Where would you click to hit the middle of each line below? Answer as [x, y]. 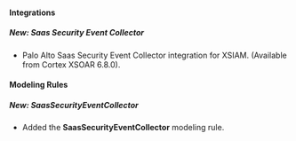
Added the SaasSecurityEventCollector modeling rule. [123, 128]
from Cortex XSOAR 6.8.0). [71, 64]
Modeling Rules [39, 85]
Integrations [32, 12]
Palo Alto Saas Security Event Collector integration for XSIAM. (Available [154, 55]
